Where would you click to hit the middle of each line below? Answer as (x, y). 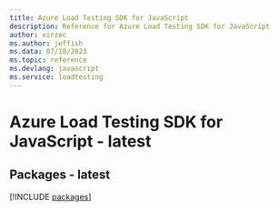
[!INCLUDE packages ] (50, 196)
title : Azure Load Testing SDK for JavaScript (99, 18)
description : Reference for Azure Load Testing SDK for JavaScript (140, 26)
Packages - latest (60, 175)
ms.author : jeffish (46, 43)
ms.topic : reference (49, 60)
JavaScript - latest (80, 141)
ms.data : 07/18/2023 (49, 52)
